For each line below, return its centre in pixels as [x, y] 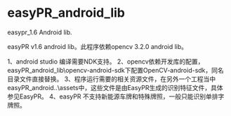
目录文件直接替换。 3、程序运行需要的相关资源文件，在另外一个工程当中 [112, 79]
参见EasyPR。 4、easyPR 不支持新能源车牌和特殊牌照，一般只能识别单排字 [116, 96]
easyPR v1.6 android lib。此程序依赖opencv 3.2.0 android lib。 [98, 46]
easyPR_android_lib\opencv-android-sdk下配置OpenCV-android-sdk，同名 [116, 70]
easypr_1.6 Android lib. [40, 32]
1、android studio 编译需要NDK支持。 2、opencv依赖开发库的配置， [106, 61]
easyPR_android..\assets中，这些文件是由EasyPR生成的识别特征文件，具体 [115, 87]
